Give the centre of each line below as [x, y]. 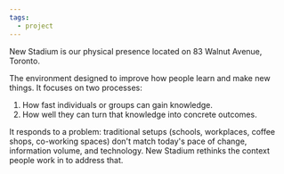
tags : [19, 17]
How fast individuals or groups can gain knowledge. [118, 104]
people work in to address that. [66, 160]
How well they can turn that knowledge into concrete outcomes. [139, 114]
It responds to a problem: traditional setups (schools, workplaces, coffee [142, 131]
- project [35, 26]
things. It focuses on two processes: [76, 87]
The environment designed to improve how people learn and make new [140, 78]
